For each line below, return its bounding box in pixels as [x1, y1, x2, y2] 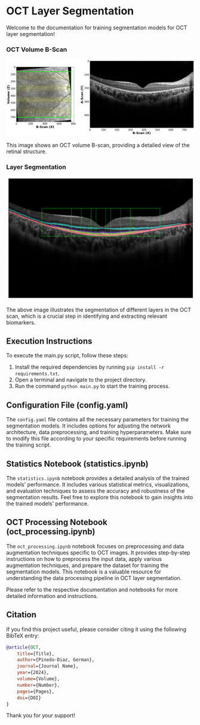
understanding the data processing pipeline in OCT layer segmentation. [6, 574, 182, 581]
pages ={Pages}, [17, 688, 55, 694]
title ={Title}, [17, 651, 55, 657]
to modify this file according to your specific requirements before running [6, 435, 187, 442]
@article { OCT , [6, 644, 42, 650]
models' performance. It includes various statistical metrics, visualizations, [6, 481, 190, 488]
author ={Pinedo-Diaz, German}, [17, 657, 95, 663]
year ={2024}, [17, 669, 50, 676]
